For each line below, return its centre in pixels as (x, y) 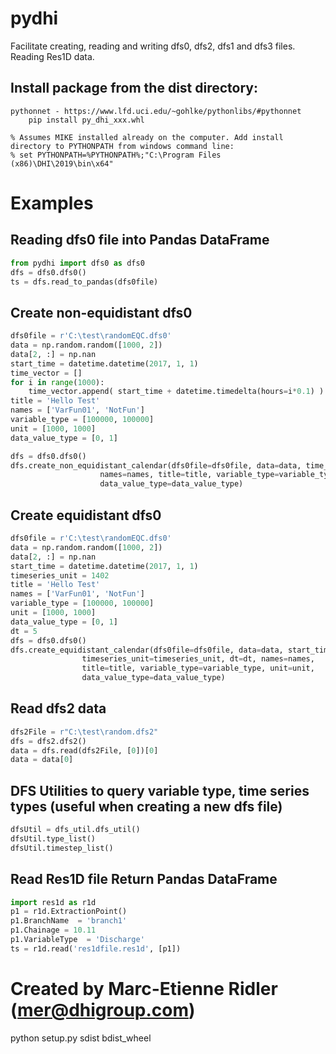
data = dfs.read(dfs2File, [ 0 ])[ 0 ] (84, 750)
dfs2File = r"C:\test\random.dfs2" (84, 732)
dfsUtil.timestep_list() (62, 848)
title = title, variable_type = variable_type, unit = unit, (198, 668)
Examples (52, 203)
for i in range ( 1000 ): (57, 382)
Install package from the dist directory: (134, 88)
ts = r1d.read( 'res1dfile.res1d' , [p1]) (96, 948)
